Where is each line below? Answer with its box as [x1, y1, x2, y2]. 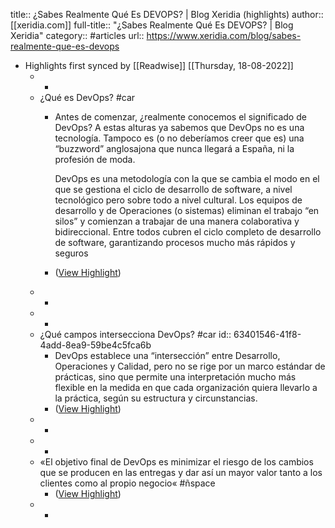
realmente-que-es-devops [10, 40, 120, 52]
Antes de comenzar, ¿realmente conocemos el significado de [54, 111, 307, 123]
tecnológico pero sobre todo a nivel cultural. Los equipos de [54, 194, 303, 206]
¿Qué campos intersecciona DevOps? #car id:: [39, 329, 232, 340]
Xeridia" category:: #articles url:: [10, 30, 145, 41]
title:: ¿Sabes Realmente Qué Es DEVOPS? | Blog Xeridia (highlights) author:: [10, 9, 324, 20]
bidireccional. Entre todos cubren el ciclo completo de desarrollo [54, 226, 322, 238]
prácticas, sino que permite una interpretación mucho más [54, 371, 297, 383]
